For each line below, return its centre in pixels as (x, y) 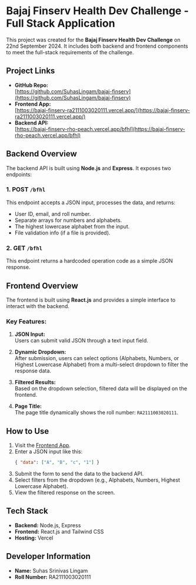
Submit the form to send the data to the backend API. (79, 473)
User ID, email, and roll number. (53, 214)
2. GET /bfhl (24, 248)
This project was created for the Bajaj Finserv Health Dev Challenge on (93, 40)
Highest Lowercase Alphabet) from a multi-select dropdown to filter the (101, 365)
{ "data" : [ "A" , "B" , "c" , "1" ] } (57, 463)
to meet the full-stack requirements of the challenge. (70, 52)
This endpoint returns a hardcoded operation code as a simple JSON (89, 261)
